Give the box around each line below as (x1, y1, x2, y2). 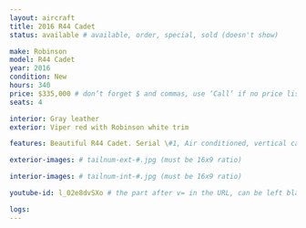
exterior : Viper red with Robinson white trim (9, 122, 189, 132)
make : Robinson (9, 47, 67, 56)
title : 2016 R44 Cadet (9, 22, 96, 31)
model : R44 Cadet (9, 56, 76, 65)
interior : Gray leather (9, 114, 100, 123)
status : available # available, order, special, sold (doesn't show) (9, 30, 280, 39)
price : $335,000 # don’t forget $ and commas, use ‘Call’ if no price (9, 88, 283, 98)
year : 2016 (9, 64, 51, 73)
